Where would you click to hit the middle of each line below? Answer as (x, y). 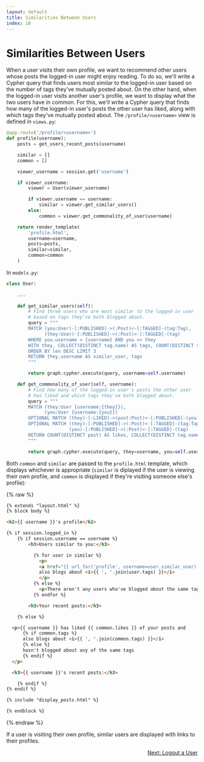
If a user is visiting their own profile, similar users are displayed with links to (101, 735)
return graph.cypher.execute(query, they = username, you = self (107, 452)
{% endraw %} (25, 723)
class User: (21, 284)
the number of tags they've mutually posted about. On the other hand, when (101, 89)
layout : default (27, 12)
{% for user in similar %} (67, 555)
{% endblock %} (25, 711)
